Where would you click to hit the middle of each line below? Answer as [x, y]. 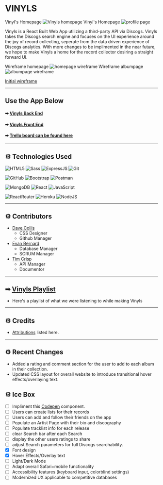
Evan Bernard [26, 244]
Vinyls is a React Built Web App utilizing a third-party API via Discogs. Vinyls [81, 31]
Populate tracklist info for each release [51, 428]
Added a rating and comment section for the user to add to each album [83, 364]
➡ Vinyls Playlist [30, 289]
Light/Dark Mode [29, 461]
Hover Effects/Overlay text [39, 456]
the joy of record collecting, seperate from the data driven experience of [77, 41]
